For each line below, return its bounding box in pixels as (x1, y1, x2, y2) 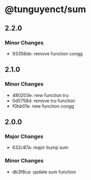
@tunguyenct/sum (5, 4, 86, 15)
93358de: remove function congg (12, 50, 83, 56)
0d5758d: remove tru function (12, 98, 75, 104)
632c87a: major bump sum (12, 144, 69, 151)
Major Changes (5, 133, 44, 140)
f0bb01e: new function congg (12, 103, 74, 109)
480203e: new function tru (12, 92, 69, 98)
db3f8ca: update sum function (12, 169, 76, 175)
